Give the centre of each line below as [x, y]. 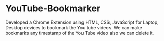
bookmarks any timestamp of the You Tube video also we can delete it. [80, 33]
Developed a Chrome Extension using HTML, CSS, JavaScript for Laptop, [82, 22]
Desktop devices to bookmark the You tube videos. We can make [74, 27]
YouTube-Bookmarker [53, 9]
